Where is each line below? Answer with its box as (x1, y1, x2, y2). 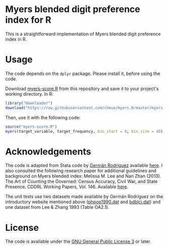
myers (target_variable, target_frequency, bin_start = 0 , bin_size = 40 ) (5, 129, 163, 134)
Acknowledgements (5, 146, 92, 157)
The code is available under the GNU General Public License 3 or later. (5, 238, 151, 244)
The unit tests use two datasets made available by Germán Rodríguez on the (5, 194, 163, 200)
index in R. (5, 36, 27, 42)
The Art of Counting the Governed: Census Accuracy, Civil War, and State (5, 179, 158, 185)
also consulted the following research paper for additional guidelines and (5, 168, 157, 174)
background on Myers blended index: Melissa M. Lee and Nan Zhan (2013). (5, 173, 161, 179)
